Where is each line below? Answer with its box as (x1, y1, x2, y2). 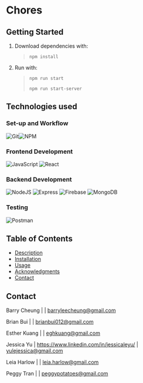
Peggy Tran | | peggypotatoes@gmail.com (6, 370, 108, 377)
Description (14, 249, 43, 256)
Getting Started (6, 27, 64, 37)
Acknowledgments (14, 268, 60, 275)
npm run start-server (29, 86, 82, 92)
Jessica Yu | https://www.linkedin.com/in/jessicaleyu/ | (6, 341, 139, 348)
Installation (14, 256, 42, 263)
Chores (6, 4, 43, 17)
